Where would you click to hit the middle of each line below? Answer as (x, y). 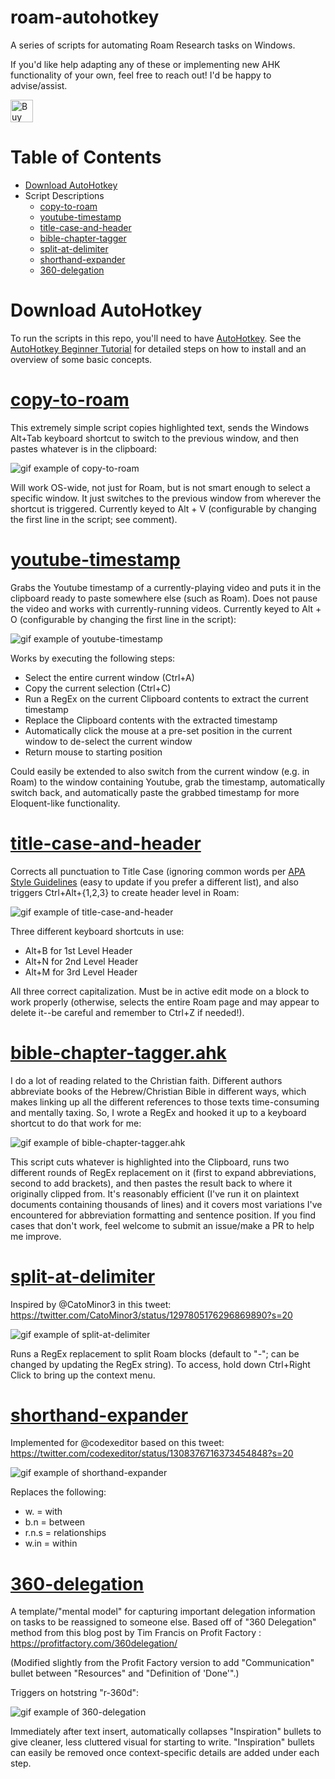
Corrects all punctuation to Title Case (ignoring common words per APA (158, 871)
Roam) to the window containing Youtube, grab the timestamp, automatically (168, 782)
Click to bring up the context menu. (83, 1375)
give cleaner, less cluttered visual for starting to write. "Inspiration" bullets (162, 1742)
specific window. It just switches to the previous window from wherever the (166, 498)
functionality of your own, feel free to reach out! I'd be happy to (141, 75)
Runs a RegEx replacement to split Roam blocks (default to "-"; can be (155, 1353)
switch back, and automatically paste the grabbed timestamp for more (155, 792)
